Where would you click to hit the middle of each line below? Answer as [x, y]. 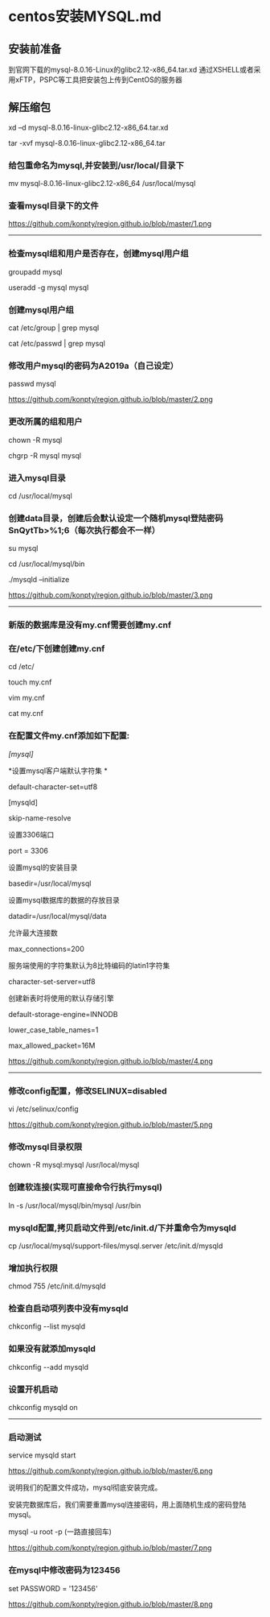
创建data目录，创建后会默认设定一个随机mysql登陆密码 [116, 518]
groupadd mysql [35, 271]
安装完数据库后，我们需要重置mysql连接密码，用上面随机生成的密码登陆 [127, 1505]
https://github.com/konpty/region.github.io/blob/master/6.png [110, 1471]
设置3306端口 [31, 834]
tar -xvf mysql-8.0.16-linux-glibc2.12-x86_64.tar [87, 143]
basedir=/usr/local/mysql [50, 883]
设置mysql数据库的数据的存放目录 [64, 899]
